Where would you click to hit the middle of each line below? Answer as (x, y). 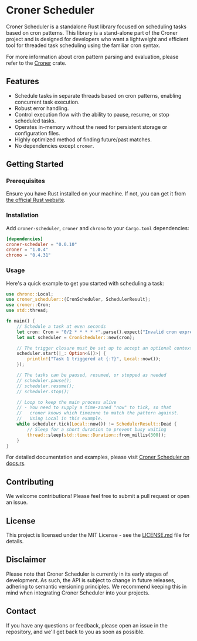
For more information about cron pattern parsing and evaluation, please (92, 57)
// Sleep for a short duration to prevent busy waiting (97, 429)
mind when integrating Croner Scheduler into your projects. (78, 593)
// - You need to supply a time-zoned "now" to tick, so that (94, 408)
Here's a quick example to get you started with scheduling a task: (85, 283)
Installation (23, 215)
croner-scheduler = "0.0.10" (42, 244)
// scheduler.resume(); (46, 386)
